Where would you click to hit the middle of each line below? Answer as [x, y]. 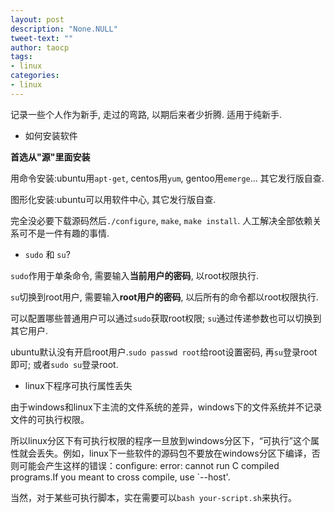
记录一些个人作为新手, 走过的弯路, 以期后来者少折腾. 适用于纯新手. [146, 114]
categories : [35, 76]
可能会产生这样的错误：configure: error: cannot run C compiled [149, 465]
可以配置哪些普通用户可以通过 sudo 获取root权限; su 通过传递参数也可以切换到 [166, 318]
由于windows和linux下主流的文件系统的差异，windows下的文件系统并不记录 [166, 407]
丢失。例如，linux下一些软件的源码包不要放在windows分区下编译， [174, 453]
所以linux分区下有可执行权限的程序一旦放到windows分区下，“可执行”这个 [160, 440]
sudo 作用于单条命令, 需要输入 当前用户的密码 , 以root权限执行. [135, 275]
